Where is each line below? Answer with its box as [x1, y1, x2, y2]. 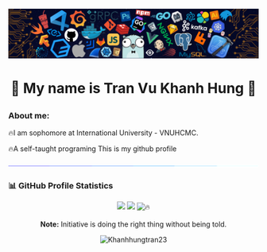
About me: [8, 110, 50, 121]
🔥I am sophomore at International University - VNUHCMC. [8, 128, 199, 138]
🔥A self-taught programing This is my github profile [8, 144, 177, 153]
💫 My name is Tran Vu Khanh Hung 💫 [10, 79, 257, 97]
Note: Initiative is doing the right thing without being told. [40, 219, 227, 229]
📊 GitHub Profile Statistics [8, 180, 114, 191]
